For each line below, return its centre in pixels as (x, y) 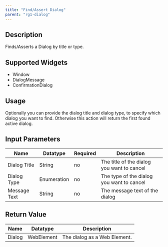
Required (85, 153)
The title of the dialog (126, 161)
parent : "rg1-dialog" (28, 14)
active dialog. (19, 123)
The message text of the (129, 190)
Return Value (26, 215)
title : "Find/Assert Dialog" (35, 10)
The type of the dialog (127, 176)
